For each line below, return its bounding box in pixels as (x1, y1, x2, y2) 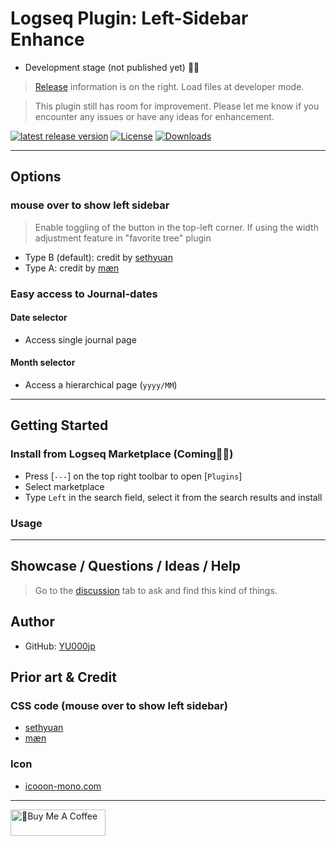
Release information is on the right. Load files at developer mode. (34, 80, 305, 92)
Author (10, 613, 55, 631)
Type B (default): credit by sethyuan (24, 251, 173, 263)
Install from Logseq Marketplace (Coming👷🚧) (10, 447, 234, 461)
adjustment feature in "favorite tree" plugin (34, 232, 212, 244)
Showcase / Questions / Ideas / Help (10, 558, 241, 575)
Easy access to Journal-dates (10, 287, 158, 301)
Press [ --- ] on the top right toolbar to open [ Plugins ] (24, 470, 243, 482)
